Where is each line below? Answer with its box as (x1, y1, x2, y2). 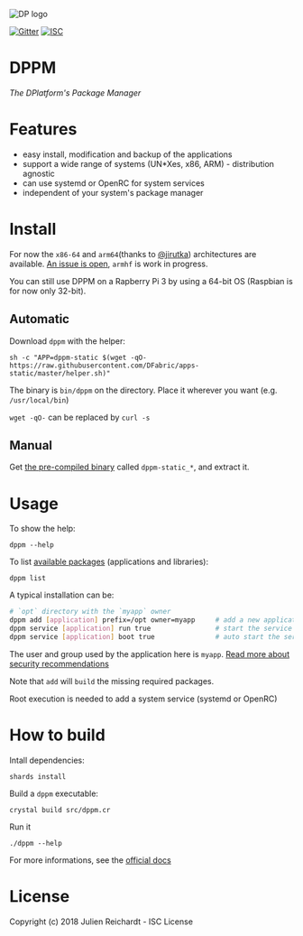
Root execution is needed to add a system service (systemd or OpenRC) (9, 693, 278, 704)
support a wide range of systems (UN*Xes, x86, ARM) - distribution (22, 158, 275, 169)
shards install (9, 772, 67, 781)
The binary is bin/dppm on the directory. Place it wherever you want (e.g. (9, 385, 278, 395)
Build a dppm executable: (9, 788, 99, 799)
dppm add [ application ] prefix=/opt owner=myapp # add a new (9, 616, 260, 625)
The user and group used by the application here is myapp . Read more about (9, 648, 290, 659)
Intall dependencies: (9, 755, 85, 765)
